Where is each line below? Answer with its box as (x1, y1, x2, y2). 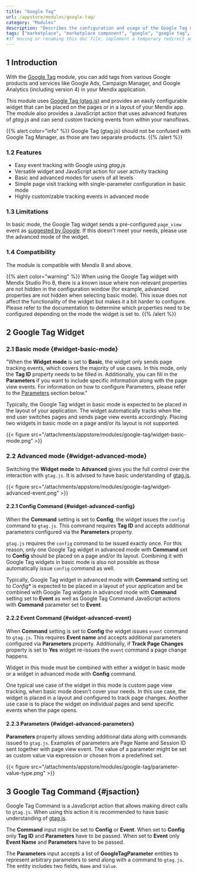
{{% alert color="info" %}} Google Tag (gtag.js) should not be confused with (6, 127, 191, 134)
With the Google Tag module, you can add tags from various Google (6, 73, 171, 80)
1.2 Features (6, 148, 42, 156)
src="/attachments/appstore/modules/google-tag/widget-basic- (30, 431, 186, 438)
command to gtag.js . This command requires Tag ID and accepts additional (6, 522, 189, 529)
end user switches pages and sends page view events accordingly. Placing (6, 413, 188, 420)
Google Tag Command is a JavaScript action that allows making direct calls (6, 802, 188, 809)
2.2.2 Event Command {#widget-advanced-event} (6, 614, 132, 622)
